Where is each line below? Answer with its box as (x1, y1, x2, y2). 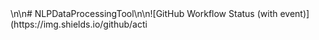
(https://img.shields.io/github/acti (10, 18, 148, 30)
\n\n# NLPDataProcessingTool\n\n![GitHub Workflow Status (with (10, 8, 278, 19)
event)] (279, 8, 310, 19)
